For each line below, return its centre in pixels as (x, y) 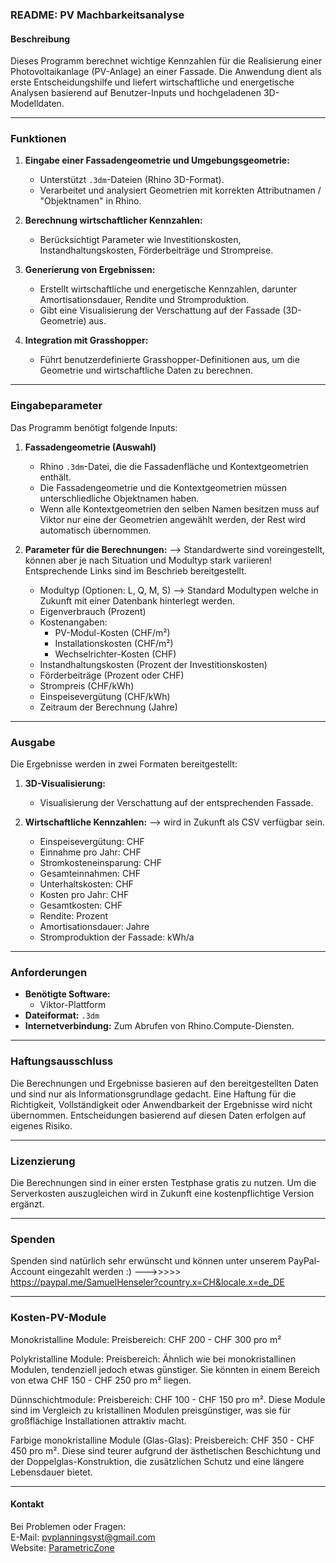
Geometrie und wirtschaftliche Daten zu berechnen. (146, 370)
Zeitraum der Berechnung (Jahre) (108, 707)
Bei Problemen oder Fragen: (68, 1526)
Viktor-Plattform (73, 1005)
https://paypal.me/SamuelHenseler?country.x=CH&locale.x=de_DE (147, 1282)
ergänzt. (27, 1204)
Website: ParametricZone (62, 1547)
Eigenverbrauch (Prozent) (93, 611)
